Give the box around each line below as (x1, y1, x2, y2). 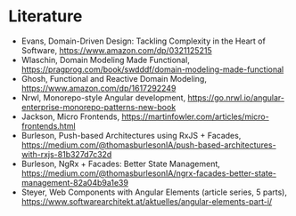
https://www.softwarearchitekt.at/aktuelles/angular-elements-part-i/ (21, 196, 273, 206)
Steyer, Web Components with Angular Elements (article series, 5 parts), (21, 187, 287, 197)
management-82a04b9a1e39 (21, 177, 128, 188)
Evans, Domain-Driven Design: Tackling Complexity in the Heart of (21, 36, 267, 46)
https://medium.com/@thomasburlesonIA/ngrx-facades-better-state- (21, 167, 277, 179)
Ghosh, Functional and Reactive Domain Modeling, (21, 73, 207, 84)
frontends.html (21, 120, 77, 131)
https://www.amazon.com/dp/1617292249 (21, 83, 177, 93)
